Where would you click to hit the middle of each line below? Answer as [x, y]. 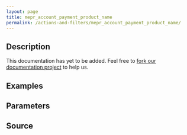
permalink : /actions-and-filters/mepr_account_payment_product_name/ [94, 22]
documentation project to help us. [47, 67]
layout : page [22, 12]
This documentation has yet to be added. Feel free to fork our [81, 61]
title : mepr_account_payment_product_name [59, 17]
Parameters [28, 106]
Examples [25, 86]
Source [20, 126]
